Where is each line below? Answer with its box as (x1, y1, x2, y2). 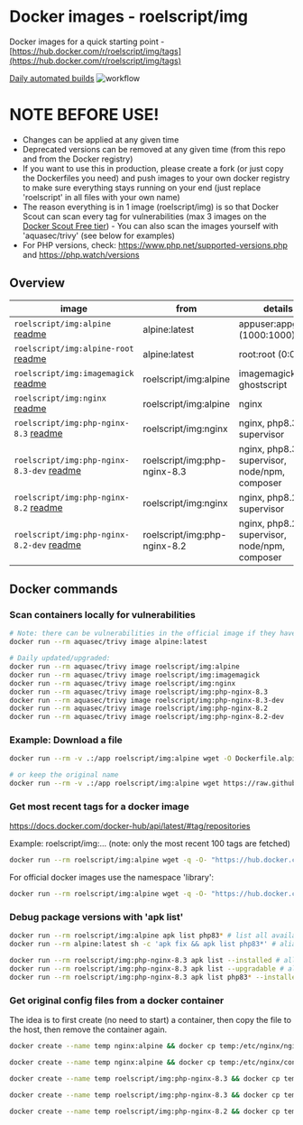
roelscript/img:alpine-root (14, 343, 134, 354)
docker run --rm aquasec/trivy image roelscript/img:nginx (9, 678, 236, 687)
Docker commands (9, 582, 118, 597)
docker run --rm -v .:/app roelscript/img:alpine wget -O (9, 754, 232, 763)
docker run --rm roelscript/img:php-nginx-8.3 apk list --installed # (9, 956, 280, 965)
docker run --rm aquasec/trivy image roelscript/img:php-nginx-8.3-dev (9, 696, 284, 705)
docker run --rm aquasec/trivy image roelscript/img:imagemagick (9, 670, 260, 679)
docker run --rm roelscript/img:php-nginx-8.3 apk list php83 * (9, 973, 252, 982)
